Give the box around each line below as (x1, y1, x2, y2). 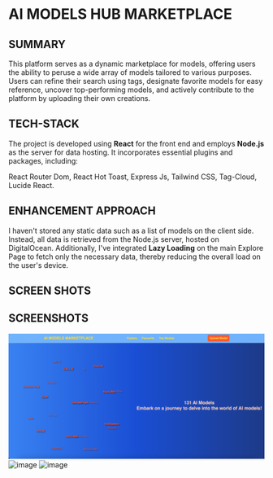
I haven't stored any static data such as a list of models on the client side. (8, 226, 254, 235)
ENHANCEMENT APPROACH (8, 204, 156, 218)
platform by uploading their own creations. (8, 94, 151, 103)
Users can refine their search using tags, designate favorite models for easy (8, 77, 263, 86)
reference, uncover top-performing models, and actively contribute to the (8, 85, 254, 94)
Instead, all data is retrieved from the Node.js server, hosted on (8, 234, 219, 244)
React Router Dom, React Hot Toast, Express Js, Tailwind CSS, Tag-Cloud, (8, 172, 258, 182)
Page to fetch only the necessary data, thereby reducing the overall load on (8, 252, 262, 261)
